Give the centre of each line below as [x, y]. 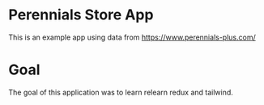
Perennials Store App [81, 15]
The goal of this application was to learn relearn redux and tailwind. [121, 92]
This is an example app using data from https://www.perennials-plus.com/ [132, 37]
